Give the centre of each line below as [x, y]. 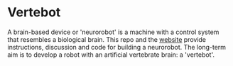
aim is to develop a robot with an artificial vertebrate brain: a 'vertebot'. [111, 55]
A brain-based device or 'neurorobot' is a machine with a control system [113, 32]
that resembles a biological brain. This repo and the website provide [107, 39]
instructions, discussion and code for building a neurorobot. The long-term [116, 47]
